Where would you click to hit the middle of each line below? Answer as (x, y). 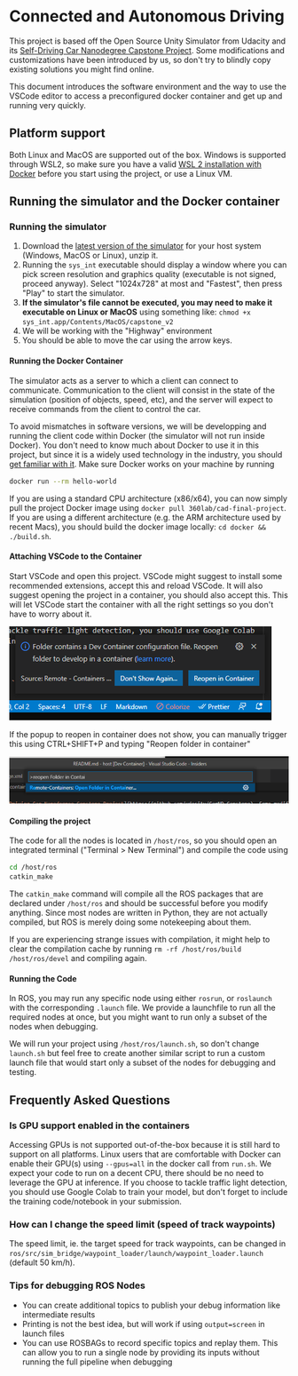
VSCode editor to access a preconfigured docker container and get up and (146, 96)
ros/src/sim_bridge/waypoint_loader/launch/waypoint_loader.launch (137, 1254)
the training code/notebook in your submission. (95, 1202)
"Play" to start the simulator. (74, 293)
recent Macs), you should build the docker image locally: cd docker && (137, 527)
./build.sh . (30, 536)
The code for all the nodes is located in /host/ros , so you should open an (143, 840)
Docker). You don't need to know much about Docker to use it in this (134, 445)
